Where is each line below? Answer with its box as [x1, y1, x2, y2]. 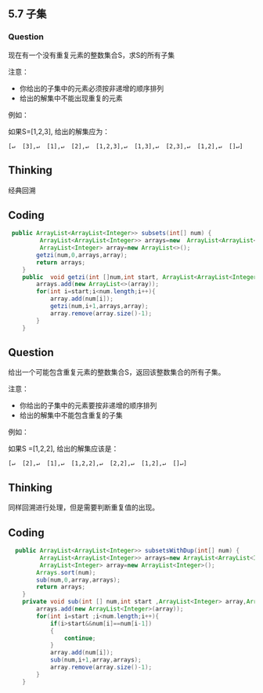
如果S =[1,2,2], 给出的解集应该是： [8, 444, 119, 453]
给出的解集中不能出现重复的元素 [19, 93, 123, 103]
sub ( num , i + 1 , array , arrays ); [49, 656, 142, 664]
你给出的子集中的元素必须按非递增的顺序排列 [19, 83, 164, 93]
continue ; [63, 634, 96, 642]
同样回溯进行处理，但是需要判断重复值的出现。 [8, 503, 159, 512]
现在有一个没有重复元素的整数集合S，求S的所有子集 [8, 50, 175, 60]
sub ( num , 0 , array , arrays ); [36, 575, 121, 584]
